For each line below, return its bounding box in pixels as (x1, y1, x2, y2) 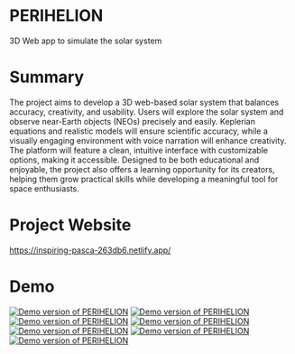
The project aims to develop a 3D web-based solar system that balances (9, 97, 280, 107)
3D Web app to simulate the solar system (9, 35, 162, 46)
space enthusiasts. (9, 182, 79, 194)
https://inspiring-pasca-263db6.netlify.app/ (9, 245, 171, 256)
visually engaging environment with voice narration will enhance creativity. (9, 135, 287, 145)
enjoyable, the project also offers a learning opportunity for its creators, (9, 163, 275, 174)
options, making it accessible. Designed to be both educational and (9, 154, 260, 165)
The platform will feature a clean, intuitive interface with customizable (9, 144, 269, 155)
